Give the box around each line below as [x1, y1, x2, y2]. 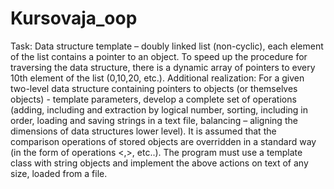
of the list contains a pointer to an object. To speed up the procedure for [10, 50, 308, 62]
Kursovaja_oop [10, 7, 138, 30]
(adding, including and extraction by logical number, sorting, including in [10, 103, 309, 116]
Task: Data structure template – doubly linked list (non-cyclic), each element [10, 40, 324, 52]
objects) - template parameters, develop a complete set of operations [10, 93, 297, 105]
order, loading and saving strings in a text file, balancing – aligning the [10, 114, 298, 126]
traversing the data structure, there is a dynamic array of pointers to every [10, 61, 316, 73]
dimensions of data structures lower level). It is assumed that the [10, 125, 277, 137]
